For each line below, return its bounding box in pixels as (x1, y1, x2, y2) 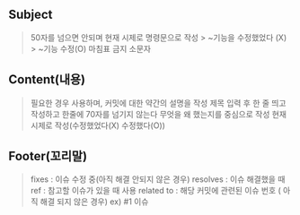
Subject (8, 7, 53, 22)
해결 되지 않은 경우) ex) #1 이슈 (40, 196, 149, 207)
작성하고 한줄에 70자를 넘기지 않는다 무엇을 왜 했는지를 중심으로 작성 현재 (30, 108, 287, 119)
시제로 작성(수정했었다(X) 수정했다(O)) (30, 120, 165, 131)
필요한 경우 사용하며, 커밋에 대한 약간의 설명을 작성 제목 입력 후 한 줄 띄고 (30, 98, 287, 108)
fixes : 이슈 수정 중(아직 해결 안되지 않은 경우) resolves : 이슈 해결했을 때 (30, 174, 286, 185)
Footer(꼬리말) (8, 149, 87, 164)
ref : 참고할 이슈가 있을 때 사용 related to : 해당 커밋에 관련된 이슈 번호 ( (30, 185, 282, 196)
